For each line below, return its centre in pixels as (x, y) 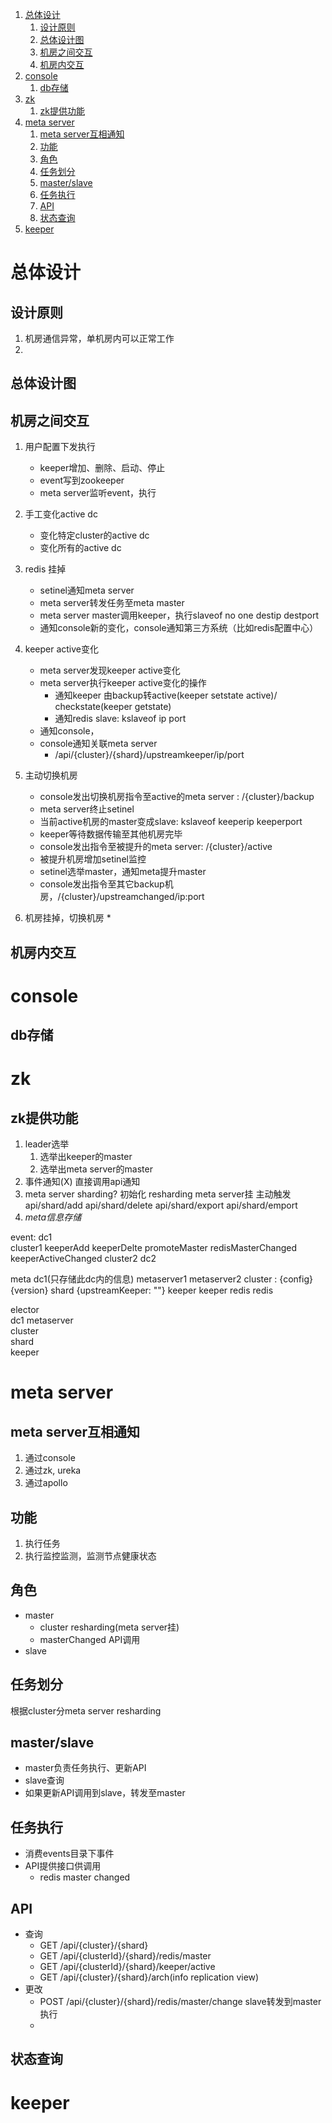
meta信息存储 (53, 1217)
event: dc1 (31, 1237)
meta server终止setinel (87, 809)
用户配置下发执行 (60, 447)
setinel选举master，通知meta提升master (123, 872)
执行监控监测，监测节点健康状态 (90, 1555)
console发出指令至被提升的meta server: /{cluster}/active (156, 847)
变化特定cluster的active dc (94, 535)
